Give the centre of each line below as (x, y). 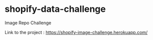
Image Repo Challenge (28, 23)
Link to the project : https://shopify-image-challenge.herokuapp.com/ (76, 32)
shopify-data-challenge (55, 9)
